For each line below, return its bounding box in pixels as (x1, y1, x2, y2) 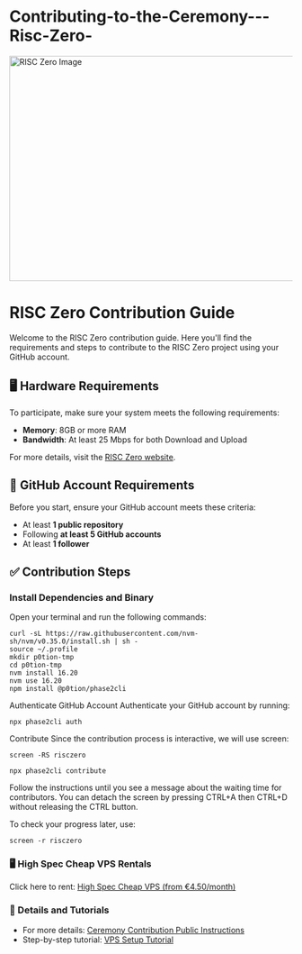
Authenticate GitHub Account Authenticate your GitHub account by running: (9, 700, 290, 711)
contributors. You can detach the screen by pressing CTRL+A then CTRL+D (9, 792, 288, 803)
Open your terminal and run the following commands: (9, 612, 207, 622)
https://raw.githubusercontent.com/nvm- (45, 629, 200, 639)
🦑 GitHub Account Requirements (9, 477, 195, 493)
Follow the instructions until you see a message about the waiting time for (9, 782, 282, 794)
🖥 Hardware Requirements (9, 378, 159, 394)
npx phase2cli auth (9, 718, 83, 727)
